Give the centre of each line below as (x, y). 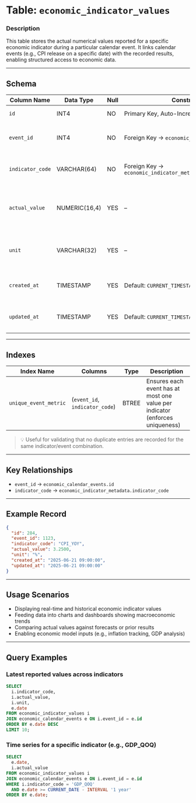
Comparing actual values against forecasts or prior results (84, 628)
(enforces (160, 418)
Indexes (21, 355)
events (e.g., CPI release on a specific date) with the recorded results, (90, 54)
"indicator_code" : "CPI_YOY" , (48, 544)
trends (22, 621)
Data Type (79, 100)
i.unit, (21, 702)
